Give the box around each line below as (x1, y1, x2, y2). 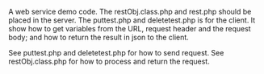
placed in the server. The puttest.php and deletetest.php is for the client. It (8, 15, 256, 25)
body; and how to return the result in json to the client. (8, 32, 190, 42)
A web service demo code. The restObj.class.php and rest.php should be (8, 7, 252, 16)
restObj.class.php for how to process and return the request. (8, 56, 210, 66)
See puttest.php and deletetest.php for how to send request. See (8, 48, 224, 57)
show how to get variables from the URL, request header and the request (8, 24, 252, 33)
